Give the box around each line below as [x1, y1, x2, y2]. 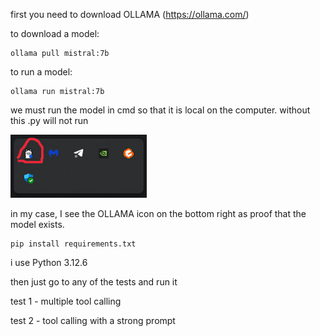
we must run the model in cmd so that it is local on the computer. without [10, 104, 311, 116]
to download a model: [10, 28, 100, 39]
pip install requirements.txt [10, 239, 137, 249]
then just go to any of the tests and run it [10, 276, 178, 288]
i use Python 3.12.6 [10, 257, 88, 268]
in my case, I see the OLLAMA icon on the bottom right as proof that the [10, 208, 307, 219]
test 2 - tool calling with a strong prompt [10, 315, 176, 326]
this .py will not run [10, 115, 89, 126]
